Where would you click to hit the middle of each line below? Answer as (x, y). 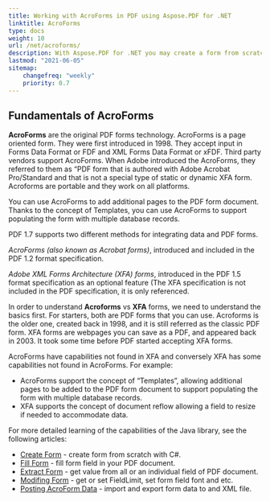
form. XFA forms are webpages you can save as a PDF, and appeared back (133, 333)
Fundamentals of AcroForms (81, 115)
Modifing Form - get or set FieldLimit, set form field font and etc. (127, 480)
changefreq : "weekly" (59, 76)
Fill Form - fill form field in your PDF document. (98, 463)
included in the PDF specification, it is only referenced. (99, 291)
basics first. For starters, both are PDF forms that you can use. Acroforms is (134, 315)
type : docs (27, 31)
